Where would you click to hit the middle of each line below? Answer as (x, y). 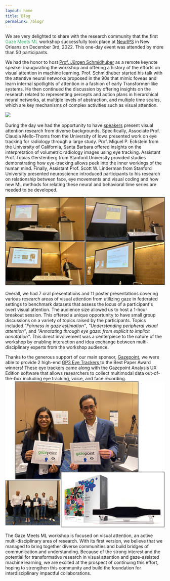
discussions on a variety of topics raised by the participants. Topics (76, 320)
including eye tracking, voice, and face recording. (74, 378)
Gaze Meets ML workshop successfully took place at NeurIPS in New (78, 42)
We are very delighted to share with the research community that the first (82, 36)
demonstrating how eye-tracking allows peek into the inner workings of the (83, 163)
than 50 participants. (27, 53)
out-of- (153, 373)
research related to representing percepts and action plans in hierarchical (82, 95)
